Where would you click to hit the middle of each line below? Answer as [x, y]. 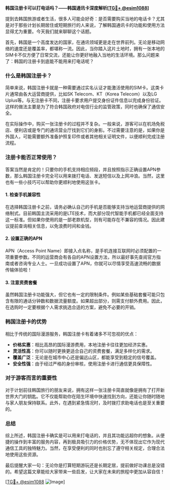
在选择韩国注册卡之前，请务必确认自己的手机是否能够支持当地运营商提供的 [83, 207]
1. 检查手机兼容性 [23, 194]
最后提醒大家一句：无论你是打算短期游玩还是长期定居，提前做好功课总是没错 [85, 465]
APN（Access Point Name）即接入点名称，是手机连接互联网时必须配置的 [81, 251]
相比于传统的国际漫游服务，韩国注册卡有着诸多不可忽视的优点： [72, 334]
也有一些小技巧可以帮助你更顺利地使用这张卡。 [54, 182]
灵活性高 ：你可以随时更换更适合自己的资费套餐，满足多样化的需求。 [83, 351]
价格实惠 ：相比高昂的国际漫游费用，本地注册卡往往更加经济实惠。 [81, 344]
